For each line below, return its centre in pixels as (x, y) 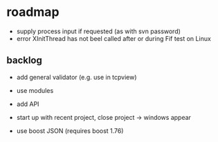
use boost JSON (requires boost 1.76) (70, 131)
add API (28, 104)
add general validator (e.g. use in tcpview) (76, 77)
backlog (25, 61)
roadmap (33, 12)
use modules (35, 90)
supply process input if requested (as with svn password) (99, 31)
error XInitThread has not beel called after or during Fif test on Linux (114, 38)
